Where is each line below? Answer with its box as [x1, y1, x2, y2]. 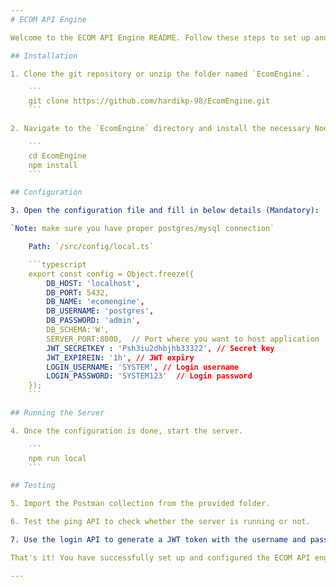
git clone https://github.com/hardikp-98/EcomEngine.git [28, 96, 271, 106]
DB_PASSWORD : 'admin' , [46, 316, 141, 326]
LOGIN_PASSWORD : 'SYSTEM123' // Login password [46, 371, 253, 381]
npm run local [28, 453, 87, 463]
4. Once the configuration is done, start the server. [10, 426, 244, 436]
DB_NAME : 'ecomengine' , [46, 297, 145, 307]
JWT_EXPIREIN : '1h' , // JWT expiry [46, 352, 195, 363]
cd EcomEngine [28, 151, 87, 161]
